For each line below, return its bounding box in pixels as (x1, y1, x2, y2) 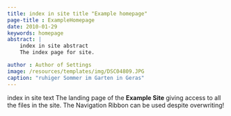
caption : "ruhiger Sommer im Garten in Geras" (7, 74, 145, 81)
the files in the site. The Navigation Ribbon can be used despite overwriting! (7, 101, 225, 109)
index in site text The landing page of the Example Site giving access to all (7, 93, 221, 101)
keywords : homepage (7, 29, 64, 37)
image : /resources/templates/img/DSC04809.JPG (7, 67, 145, 75)
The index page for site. (19, 49, 95, 56)
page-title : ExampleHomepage (7, 17, 95, 24)
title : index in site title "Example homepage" (7, 10, 148, 17)
